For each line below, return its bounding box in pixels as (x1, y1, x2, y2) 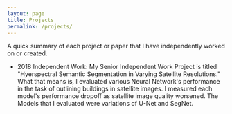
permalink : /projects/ (7, 23, 73, 30)
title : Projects (7, 17, 54, 23)
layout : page (7, 10, 45, 17)
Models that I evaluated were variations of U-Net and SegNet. (17, 99, 194, 108)
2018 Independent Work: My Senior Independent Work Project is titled (17, 63, 217, 71)
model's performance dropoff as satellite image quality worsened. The (17, 92, 219, 100)
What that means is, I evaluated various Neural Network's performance (17, 77, 220, 86)
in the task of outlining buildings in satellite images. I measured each (17, 84, 213, 93)
